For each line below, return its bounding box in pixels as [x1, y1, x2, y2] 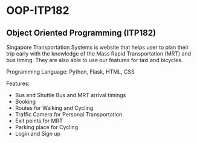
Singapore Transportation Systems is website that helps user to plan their [6, 43, 189, 51]
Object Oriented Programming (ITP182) [6, 28, 156, 38]
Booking [15, 98, 36, 105]
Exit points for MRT [15, 117, 63, 124]
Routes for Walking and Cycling [15, 104, 94, 112]
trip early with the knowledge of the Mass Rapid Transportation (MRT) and [6, 50, 192, 57]
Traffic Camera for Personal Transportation [15, 111, 123, 118]
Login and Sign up [15, 130, 60, 137]
